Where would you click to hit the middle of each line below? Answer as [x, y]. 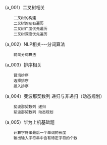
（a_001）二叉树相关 [23, 7]
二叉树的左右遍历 [29, 23]
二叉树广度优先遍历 [30, 29]
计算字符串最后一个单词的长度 [40, 133]
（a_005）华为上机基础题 [29, 122]
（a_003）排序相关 [22, 65]
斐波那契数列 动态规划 [33, 112]
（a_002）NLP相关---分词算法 [34, 44]
